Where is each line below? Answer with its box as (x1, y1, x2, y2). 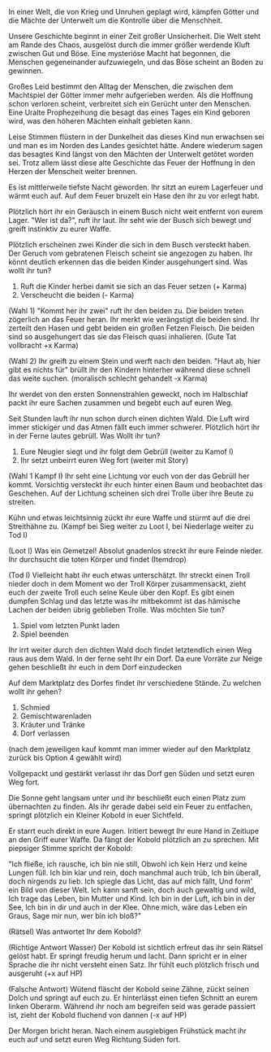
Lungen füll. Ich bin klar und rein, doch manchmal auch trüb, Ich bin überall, (8, 868, 261, 877)
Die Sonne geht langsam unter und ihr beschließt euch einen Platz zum (8, 793, 246, 802)
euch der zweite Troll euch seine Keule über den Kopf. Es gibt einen (8, 587, 235, 597)
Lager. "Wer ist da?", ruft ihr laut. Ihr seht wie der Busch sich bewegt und (8, 216, 252, 225)
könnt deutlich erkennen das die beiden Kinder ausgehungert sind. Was (8, 257, 248, 267)
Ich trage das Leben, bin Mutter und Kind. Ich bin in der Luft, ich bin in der (8, 894, 256, 903)
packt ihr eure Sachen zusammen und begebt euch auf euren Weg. (8, 398, 234, 408)
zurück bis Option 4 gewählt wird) (8, 753, 123, 762)
